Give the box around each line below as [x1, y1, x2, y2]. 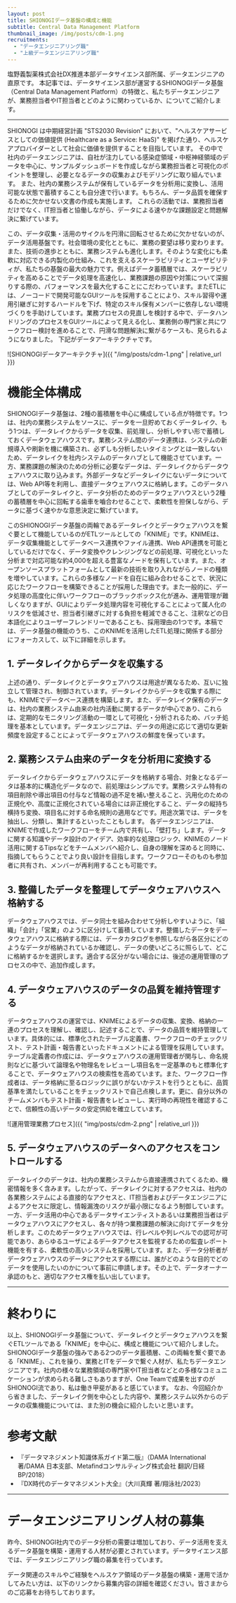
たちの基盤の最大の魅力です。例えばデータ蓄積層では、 [31, 265, 192, 273]
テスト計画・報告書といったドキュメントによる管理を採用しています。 [25, 1043, 228, 1052]
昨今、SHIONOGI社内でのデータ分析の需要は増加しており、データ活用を [7, 1538, 216, 1546]
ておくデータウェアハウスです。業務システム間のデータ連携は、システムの [7, 436, 221, 444]
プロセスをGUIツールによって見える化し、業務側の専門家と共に [37, 317, 221, 326]
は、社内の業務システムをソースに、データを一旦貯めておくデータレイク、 [7, 418, 221, 426]
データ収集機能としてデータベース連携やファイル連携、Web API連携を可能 [7, 538, 223, 547]
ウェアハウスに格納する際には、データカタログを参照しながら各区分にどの [13, 934, 229, 943]
